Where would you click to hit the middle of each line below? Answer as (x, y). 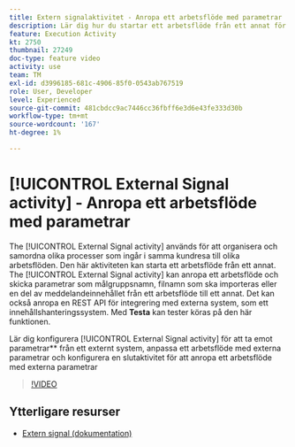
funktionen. (30, 321)
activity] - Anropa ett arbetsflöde (133, 203)
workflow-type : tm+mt (49, 116)
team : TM (25, 75)
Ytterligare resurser (65, 412)
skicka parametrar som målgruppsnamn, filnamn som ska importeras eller (143, 283)
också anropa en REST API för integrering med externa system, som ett (139, 303)
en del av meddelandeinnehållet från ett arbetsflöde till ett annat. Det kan (142, 293)
